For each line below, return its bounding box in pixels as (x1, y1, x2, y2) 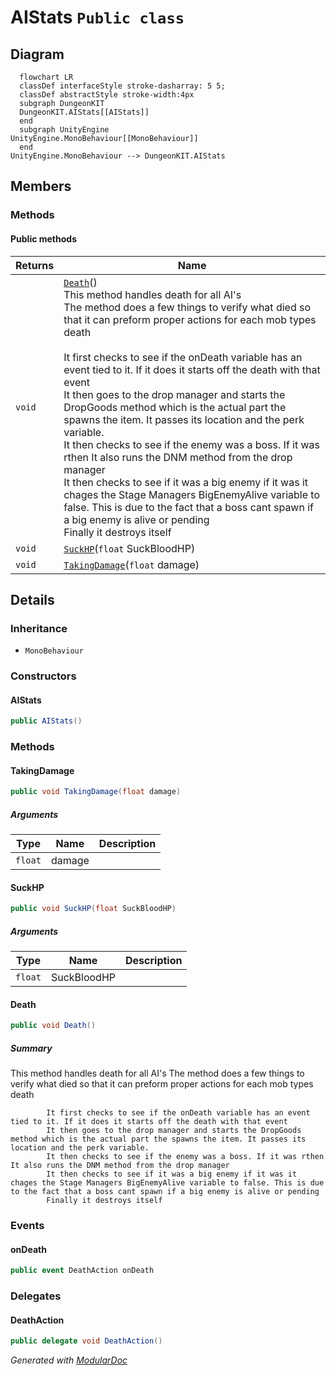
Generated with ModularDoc (10, 1354, 128, 1366)
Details (10, 591, 55, 608)
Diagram (10, 46, 65, 63)
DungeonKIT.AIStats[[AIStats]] (19, 107, 150, 117)
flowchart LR (19, 72, 74, 82)
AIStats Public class (10, 6, 185, 29)
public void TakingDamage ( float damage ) (10, 787, 182, 797)
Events (10, 1219, 45, 1233)
